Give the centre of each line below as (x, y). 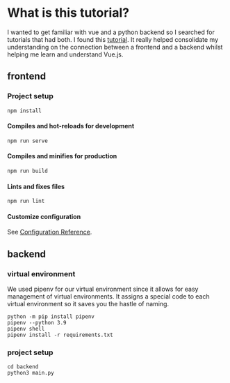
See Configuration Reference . (50, 232)
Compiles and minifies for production (62, 156)
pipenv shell (26, 329)
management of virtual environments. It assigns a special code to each (108, 296)
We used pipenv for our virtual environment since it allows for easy (103, 289)
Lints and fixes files (36, 186)
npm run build (28, 171)
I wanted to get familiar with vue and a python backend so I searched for (111, 32)
